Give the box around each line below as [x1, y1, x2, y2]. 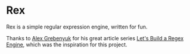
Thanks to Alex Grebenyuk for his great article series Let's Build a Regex [6, 34, 184, 42]
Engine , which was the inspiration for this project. [6, 41, 127, 48]
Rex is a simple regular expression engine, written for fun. [6, 23, 148, 30]
